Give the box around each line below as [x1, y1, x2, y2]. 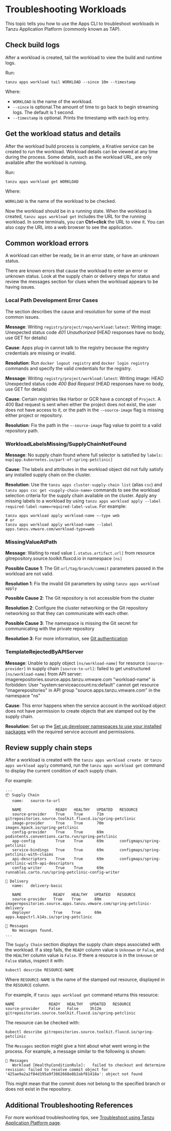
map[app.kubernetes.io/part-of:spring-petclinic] [5, 457, 113, 462]
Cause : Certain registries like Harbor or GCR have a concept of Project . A [5, 396, 161, 402]
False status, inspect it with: [5, 958, 64, 964]
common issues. [5, 314, 40, 320]
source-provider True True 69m [12, 897, 102, 902]
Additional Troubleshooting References [5, 1101, 133, 1110]
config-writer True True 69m [12, 865, 104, 870]
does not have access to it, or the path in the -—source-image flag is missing [5, 407, 164, 413]
